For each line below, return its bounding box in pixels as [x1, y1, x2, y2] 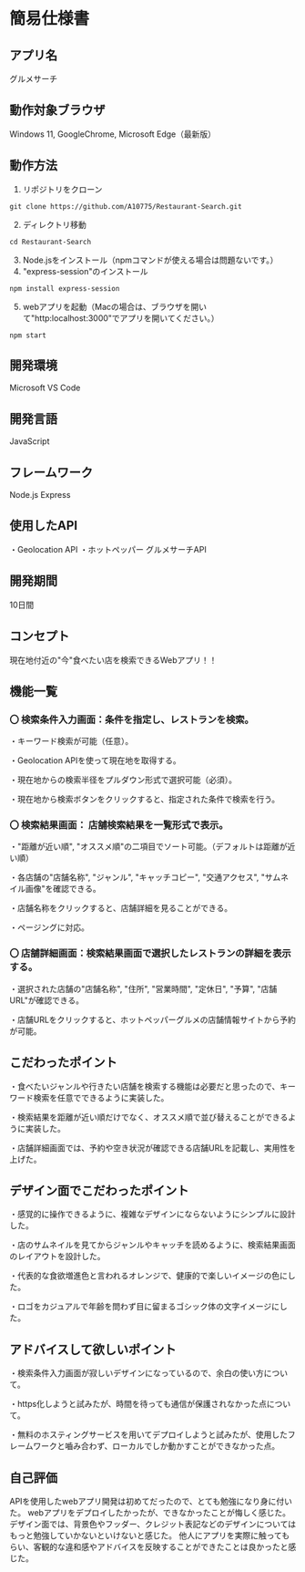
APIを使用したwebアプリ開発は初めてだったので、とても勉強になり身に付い [9, 1496, 293, 1507]
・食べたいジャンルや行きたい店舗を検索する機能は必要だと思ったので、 [9, 1081, 280, 1091]
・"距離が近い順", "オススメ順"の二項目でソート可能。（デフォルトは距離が [9, 841, 288, 853]
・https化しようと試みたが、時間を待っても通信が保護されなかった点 [9, 1399, 267, 1410]
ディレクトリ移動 [22, 219, 86, 230]
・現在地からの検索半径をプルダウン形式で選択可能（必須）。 [9, 774, 237, 785]
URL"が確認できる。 [9, 995, 85, 1006]
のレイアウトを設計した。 [9, 1251, 106, 1262]
